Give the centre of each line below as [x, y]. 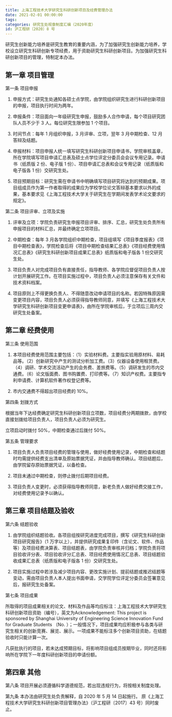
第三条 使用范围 [22, 344]
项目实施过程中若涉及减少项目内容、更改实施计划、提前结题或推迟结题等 [89, 571]
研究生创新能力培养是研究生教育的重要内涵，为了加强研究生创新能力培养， [84, 45]
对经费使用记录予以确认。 [40, 493]
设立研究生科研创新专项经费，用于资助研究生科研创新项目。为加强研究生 [86, 51]
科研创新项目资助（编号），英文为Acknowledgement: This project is [76, 612]
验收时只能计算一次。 [28, 637]
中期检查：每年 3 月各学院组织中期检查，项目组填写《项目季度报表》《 [86, 240]
